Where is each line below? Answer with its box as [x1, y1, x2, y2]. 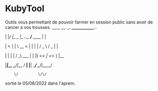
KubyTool [5, 3, 45, 14]
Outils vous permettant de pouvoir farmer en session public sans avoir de [5, 19, 153, 25]
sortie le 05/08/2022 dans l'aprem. [5, 80, 76, 86]
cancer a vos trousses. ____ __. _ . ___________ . [5, 24, 97, 30]
